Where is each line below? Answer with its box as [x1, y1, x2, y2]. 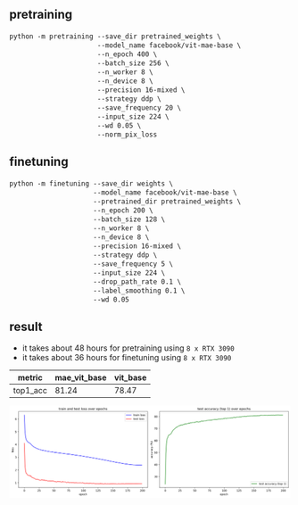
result [9, 319, 43, 335]
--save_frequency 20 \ [96, 103, 181, 112]
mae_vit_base [54, 372, 107, 383]
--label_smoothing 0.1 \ [93, 286, 186, 295]
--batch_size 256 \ [96, 58, 170, 68]
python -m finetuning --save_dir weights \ [9, 178, 174, 188]
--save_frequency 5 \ [93, 259, 174, 269]
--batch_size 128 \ [93, 214, 166, 224]
